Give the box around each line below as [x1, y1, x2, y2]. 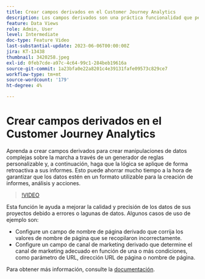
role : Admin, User [6, 26, 53, 32]
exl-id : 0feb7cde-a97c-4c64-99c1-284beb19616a [6, 60, 127, 66]
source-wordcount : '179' [6, 77, 70, 83]
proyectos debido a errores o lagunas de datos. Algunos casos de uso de [6, 210, 191, 217]
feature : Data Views [6, 20, 59, 26]
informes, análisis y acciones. [6, 179, 81, 186]
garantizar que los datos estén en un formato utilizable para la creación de [6, 173, 193, 180]
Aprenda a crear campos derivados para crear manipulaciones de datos [6, 147, 187, 154]
